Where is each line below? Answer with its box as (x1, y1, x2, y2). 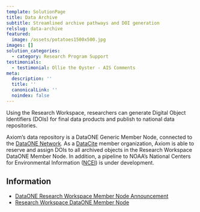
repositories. (6, 121, 38, 129)
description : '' (11, 76, 52, 82)
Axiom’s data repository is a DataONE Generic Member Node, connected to (6, 133, 193, 141)
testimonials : (6, 59, 42, 65)
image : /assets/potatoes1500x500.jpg (11, 37, 106, 43)
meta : (6, 70, 20, 76)
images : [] (6, 43, 34, 49)
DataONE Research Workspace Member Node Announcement (14, 192, 169, 199)
